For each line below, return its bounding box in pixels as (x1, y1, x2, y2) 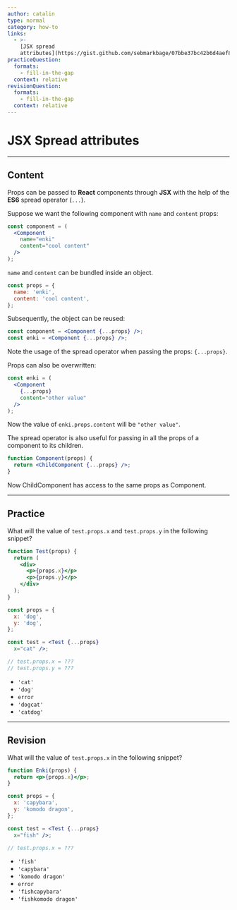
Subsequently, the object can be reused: (7, 315, 126, 323)
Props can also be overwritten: (7, 361, 97, 370)
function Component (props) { (7, 455, 93, 462)
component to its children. (7, 442, 83, 450)
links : (7, 30, 27, 37)
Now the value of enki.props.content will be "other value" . (7, 420, 181, 429)
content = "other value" (20, 394, 87, 401)
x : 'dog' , (13, 613, 42, 620)
